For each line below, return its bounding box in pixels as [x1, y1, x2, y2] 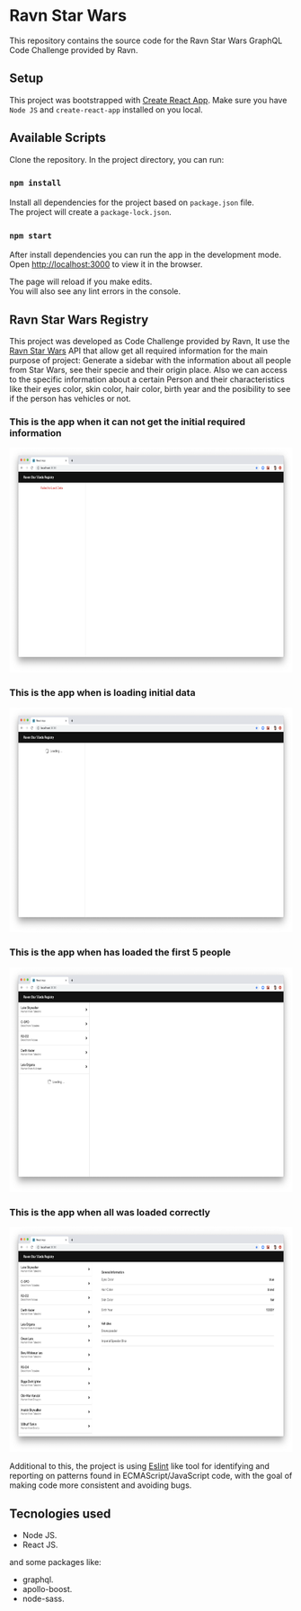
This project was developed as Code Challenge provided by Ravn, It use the [9, 335, 290, 346]
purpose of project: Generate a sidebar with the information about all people [9, 354, 292, 365]
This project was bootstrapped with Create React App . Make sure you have [9, 94, 288, 105]
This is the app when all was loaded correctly [9, 1206, 211, 1218]
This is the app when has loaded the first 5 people [9, 946, 232, 958]
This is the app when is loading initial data [9, 687, 196, 699]
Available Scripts [9, 130, 106, 146]
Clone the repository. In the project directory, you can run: [9, 154, 225, 165]
